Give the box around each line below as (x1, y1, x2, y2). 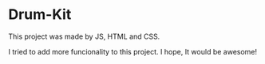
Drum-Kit (8, 6, 72, 24)
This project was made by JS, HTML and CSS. (8, 32, 160, 41)
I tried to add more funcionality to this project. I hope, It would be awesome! (8, 47, 258, 56)
